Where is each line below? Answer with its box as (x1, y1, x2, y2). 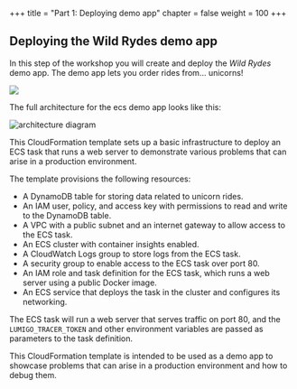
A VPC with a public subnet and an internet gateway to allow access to (22, 219, 286, 230)
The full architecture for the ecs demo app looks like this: (9, 101, 221, 112)
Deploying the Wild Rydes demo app (9, 33, 218, 49)
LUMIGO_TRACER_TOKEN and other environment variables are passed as (9, 323, 264, 334)
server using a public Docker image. (22, 277, 158, 288)
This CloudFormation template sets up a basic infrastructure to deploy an (9, 136, 282, 147)
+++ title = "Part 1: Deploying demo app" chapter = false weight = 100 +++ (9, 8, 287, 18)
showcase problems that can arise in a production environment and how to (9, 360, 288, 371)
